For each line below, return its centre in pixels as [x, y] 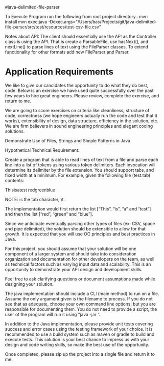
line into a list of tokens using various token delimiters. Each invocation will [80, 165]
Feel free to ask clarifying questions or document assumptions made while [80, 279]
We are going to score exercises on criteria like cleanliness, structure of [77, 110]
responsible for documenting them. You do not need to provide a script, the [81, 309]
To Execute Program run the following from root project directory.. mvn [76, 16]
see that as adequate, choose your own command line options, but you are [81, 304]
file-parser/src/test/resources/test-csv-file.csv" [53, 27]
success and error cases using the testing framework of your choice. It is [79, 329]
